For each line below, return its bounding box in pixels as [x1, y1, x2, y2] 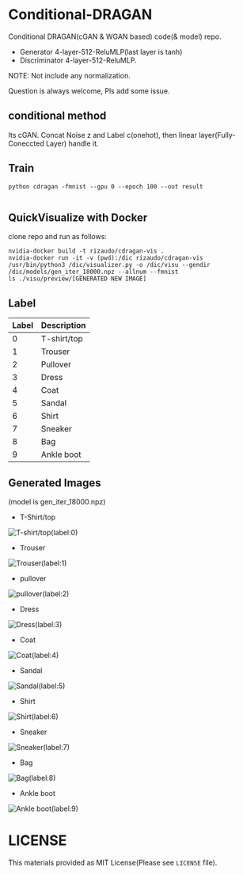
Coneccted [8, 139, 45, 148]
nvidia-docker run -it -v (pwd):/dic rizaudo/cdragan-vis [8, 254, 203, 262]
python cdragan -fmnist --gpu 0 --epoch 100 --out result [8, 182, 203, 191]
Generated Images [8, 476, 101, 489]
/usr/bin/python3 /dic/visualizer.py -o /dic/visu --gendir [8, 261, 211, 269]
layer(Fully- [199, 130, 236, 139]
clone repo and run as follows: [8, 232, 107, 242]
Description [40, 320, 86, 331]
